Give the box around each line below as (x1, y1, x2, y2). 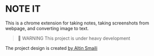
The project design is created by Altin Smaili (5, 45, 98, 51)
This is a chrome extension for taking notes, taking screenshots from (5, 20, 149, 26)
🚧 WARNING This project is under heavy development (17, 35, 131, 41)
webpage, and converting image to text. (5, 25, 89, 31)
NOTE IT (5, 3, 41, 15)
